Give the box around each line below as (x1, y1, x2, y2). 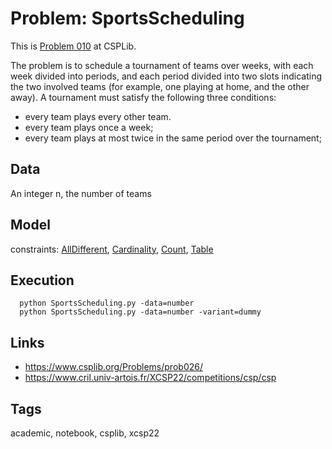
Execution (10, 272, 75, 289)
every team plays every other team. (24, 110, 172, 122)
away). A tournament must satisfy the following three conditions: (10, 91, 277, 103)
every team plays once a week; (24, 121, 154, 133)
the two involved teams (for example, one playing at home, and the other (10, 80, 310, 92)
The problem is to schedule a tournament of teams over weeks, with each (10, 59, 314, 71)
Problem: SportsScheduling (10, 7, 245, 30)
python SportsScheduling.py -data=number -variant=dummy (19, 307, 262, 317)
